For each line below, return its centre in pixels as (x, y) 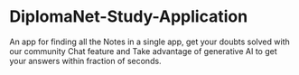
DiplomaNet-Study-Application (129, 17)
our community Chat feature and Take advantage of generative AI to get (143, 51)
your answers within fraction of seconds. (85, 61)
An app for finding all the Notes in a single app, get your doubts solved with (150, 42)
